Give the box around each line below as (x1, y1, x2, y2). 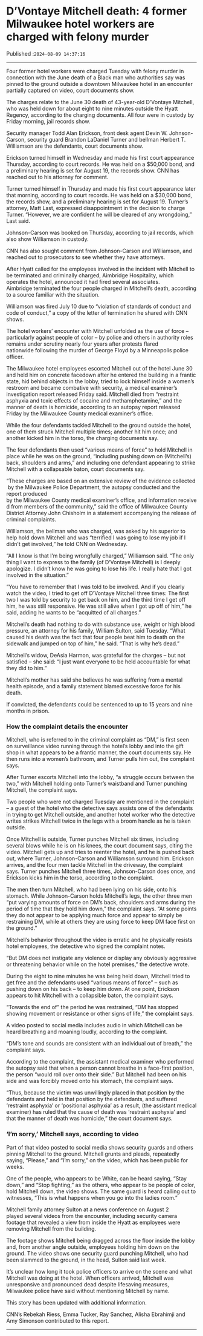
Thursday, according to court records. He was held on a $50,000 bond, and (6, 160, 195, 168)
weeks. (6, 1163, 24, 1170)
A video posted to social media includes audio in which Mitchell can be (6, 1022, 183, 1029)
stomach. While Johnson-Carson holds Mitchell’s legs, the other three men (6, 892, 192, 900)
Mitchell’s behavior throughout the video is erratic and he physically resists (6, 936, 193, 944)
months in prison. (6, 707, 50, 714)
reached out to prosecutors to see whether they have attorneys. (6, 253, 166, 261)
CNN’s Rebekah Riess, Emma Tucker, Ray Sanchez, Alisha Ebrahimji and (6, 1311, 185, 1318)
